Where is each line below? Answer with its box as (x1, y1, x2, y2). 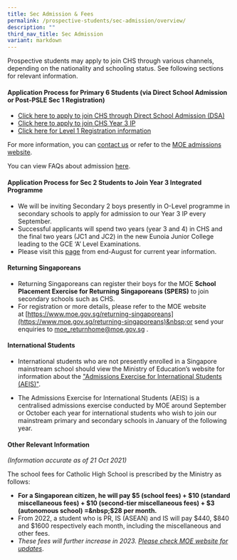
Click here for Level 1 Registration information (17, 126, 152, 136)
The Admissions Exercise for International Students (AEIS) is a (17, 393, 200, 402)
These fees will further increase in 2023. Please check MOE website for (17, 536, 228, 546)
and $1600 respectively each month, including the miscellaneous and (17, 521, 221, 530)
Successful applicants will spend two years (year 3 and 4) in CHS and (17, 224, 223, 233)
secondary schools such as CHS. (17, 294, 115, 303)
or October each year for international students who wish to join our (17, 408, 217, 417)
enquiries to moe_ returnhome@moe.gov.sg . (17, 325, 149, 333)
